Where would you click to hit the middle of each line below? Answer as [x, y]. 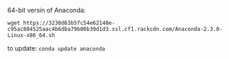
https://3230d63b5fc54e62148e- [69, 23]
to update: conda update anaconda [56, 48]
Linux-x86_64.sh [31, 35]
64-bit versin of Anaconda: [47, 10]
